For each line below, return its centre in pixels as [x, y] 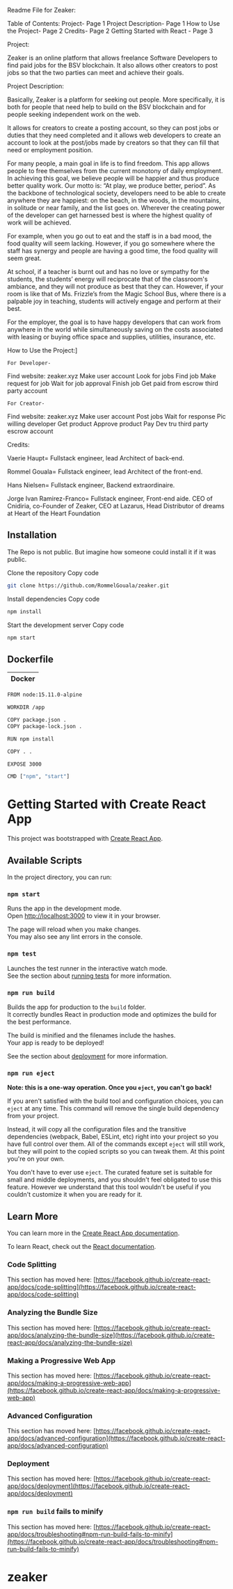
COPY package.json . [37, 720]
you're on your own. [36, 1159]
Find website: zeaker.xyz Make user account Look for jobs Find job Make [112, 376]
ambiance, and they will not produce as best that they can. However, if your [115, 287]
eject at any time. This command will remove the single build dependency [113, 1108]
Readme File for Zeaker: [42, 10]
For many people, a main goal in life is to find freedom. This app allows [109, 163]
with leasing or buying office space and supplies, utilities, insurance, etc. [111, 337]
